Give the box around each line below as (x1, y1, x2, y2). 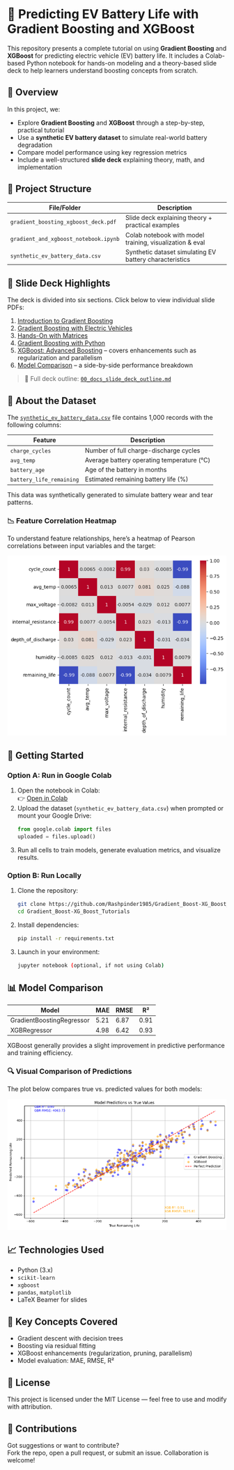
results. (17, 853, 40, 861)
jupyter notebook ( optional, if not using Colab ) (17, 962, 165, 969)
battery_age (10, 467, 45, 474)
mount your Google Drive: (17, 811, 92, 820)
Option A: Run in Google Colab (7, 770, 112, 780)
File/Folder (48, 203, 81, 212)
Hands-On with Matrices (17, 331, 88, 340)
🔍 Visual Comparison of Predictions (7, 1066, 132, 1076)
